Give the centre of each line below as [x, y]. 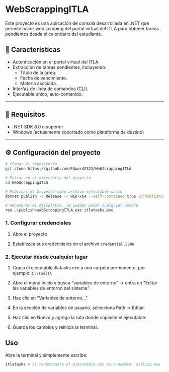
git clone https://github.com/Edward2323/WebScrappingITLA [68, 169]
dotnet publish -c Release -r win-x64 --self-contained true [71, 196]
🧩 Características [33, 50]
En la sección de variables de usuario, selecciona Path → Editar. [79, 308]
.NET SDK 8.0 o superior [38, 126]
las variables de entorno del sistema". [51, 288]
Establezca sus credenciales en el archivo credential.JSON [73, 244]
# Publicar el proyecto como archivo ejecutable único [64, 192]
